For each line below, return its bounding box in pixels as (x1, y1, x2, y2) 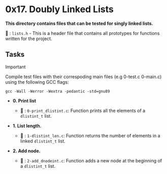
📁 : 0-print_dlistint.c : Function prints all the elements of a (20, 108, 146, 114)
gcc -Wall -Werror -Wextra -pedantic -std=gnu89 (5, 89, 110, 94)
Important (5, 63, 26, 69)
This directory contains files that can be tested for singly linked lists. (5, 20, 153, 26)
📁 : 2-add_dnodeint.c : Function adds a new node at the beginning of (20, 157, 162, 163)
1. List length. (12, 123, 42, 129)
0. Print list (12, 97, 37, 103)
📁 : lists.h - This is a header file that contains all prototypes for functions (5, 30, 160, 36)
